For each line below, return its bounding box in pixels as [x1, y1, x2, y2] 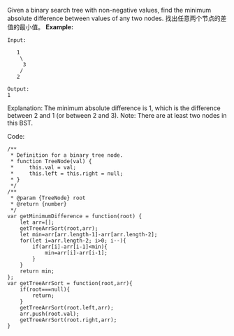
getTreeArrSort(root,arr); [20, 225, 98, 232]
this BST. [7, 119, 34, 127]
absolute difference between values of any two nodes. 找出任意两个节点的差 [7, 14, 227, 22]
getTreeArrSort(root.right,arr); [20, 316, 117, 323]
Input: [7, 37, 27, 44]
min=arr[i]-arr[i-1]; [44, 250, 108, 257]
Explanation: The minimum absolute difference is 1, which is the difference [7, 104, 221, 112]
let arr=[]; [20, 219, 54, 226]
